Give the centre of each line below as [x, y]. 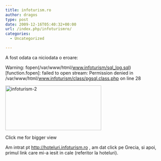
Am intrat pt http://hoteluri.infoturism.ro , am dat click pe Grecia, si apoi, [81, 147]
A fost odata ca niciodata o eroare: [42, 57]
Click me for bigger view [31, 137]
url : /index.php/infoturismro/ [39, 29]
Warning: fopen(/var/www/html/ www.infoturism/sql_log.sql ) [68, 67]
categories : [18, 34]
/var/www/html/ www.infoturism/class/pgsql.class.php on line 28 [73, 78]
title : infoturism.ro [28, 10]
